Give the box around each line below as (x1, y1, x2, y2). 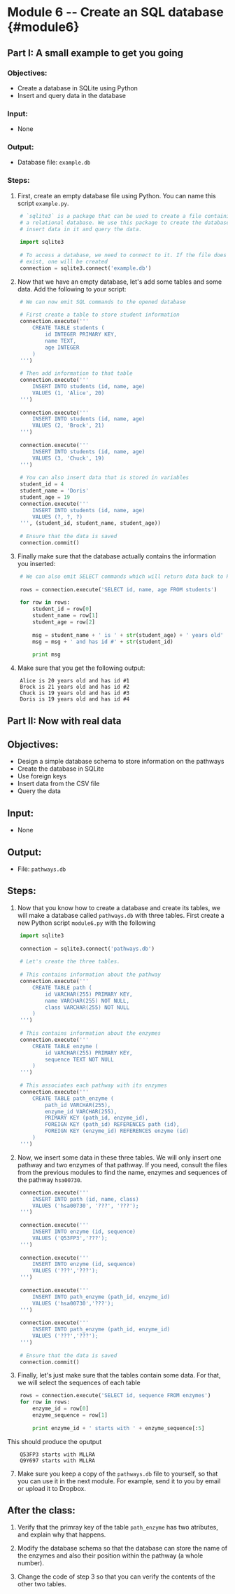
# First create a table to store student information (20, 311, 180, 319)
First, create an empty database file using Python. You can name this (17, 191, 216, 200)
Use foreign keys (17, 772, 66, 781)
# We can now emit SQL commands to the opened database (20, 298, 187, 305)
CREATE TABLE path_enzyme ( (32, 1094, 114, 1102)
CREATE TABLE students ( (32, 324, 105, 331)
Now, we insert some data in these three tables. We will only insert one (17, 1153, 222, 1162)
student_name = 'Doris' (20, 488, 90, 495)
